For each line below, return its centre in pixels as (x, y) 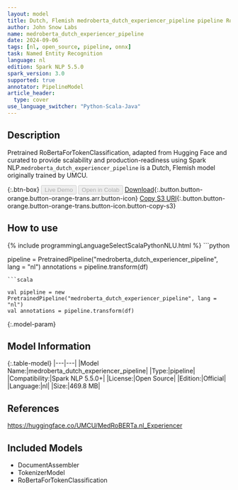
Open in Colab (100, 190)
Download (139, 189)
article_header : (31, 93)
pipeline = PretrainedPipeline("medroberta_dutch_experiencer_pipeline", (113, 259)
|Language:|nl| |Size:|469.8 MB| (54, 386)
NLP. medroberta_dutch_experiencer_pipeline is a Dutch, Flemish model (112, 167)
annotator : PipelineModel (45, 87)
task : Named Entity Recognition (55, 54)
